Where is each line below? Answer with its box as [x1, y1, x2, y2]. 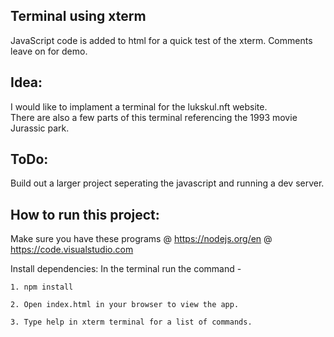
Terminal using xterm [10, 8, 147, 25]
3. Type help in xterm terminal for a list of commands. [10, 317, 253, 328]
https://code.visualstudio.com [10, 244, 134, 256]
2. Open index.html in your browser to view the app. [10, 300, 240, 310]
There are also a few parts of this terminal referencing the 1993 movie [10, 111, 298, 123]
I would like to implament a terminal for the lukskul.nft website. [10, 100, 268, 113]
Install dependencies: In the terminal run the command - [10, 263, 242, 275]
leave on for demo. [10, 45, 88, 57]
